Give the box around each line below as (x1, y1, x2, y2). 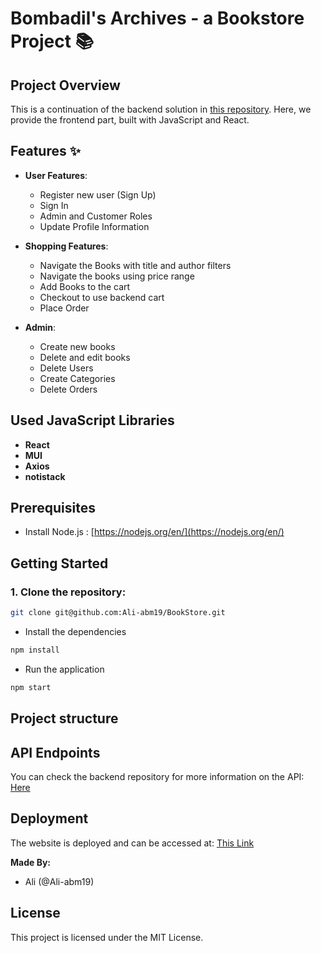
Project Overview (10, 77, 121, 94)
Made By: (10, 856, 52, 868)
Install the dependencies (24, 626, 127, 637)
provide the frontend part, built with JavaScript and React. (10, 114, 250, 126)
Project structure (10, 710, 119, 727)
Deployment (10, 810, 89, 827)
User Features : (24, 169, 88, 181)
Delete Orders (39, 383, 98, 395)
